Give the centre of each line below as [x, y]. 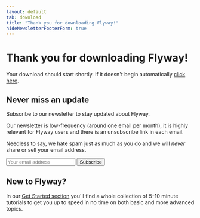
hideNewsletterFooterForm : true [46, 28]
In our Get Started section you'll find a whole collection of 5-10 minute [92, 196]
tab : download [24, 17]
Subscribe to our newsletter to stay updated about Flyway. [78, 114]
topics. [15, 208]
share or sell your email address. [46, 150]
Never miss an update [48, 99]
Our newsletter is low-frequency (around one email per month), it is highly [97, 125]
